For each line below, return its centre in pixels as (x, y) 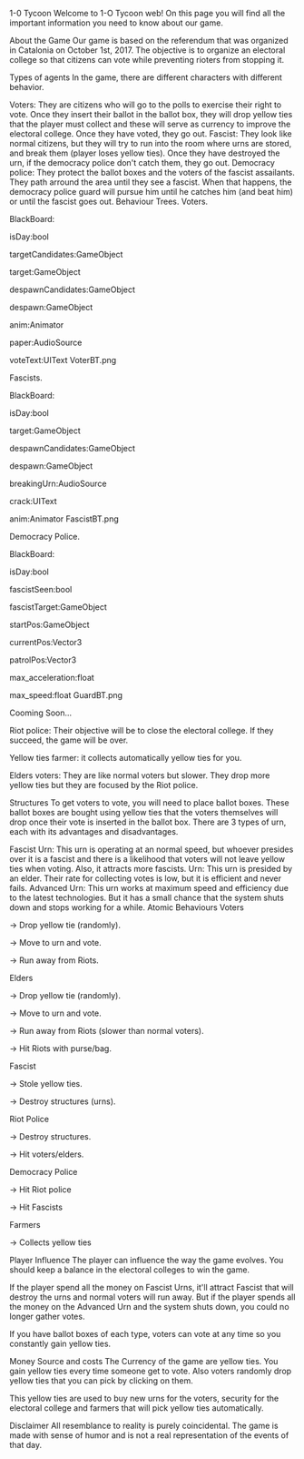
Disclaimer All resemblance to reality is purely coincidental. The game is (144, 1425)
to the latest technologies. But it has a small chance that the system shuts (147, 897)
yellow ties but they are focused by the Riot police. (104, 785)
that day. (26, 1445)
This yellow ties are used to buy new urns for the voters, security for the (144, 1398)
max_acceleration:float (52, 678)
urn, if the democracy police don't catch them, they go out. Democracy (142, 162)
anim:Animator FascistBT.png (64, 519)
